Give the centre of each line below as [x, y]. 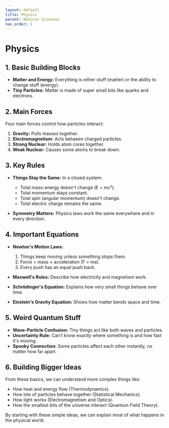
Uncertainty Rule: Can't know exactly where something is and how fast [87, 335]
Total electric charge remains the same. [61, 203]
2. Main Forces [29, 112]
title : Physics [21, 15]
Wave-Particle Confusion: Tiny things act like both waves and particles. [88, 330]
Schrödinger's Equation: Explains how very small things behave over [85, 287]
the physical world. [25, 420]
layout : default [22, 10]
